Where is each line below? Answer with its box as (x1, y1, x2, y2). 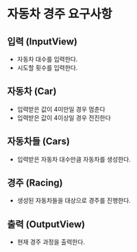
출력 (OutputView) (7, 218, 86, 230)
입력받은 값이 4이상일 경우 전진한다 (16, 114, 111, 122)
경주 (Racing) (7, 177, 63, 189)
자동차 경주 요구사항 (7, 6, 113, 22)
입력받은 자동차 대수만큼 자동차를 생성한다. (16, 155, 132, 163)
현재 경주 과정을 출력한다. (16, 238, 86, 247)
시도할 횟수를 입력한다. (16, 64, 78, 72)
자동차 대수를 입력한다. (16, 55, 78, 63)
